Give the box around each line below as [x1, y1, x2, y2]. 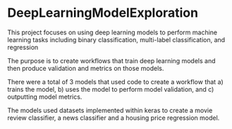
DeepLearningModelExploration [7, 5, 199, 21]
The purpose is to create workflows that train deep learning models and [7, 56, 216, 64]
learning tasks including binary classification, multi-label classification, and [7, 35, 226, 43]
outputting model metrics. [7, 93, 83, 101]
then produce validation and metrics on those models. [7, 64, 164, 72]
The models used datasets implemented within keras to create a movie [7, 106, 213, 114]
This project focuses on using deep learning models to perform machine [7, 28, 217, 36]
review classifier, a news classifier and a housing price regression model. [7, 114, 220, 122]
